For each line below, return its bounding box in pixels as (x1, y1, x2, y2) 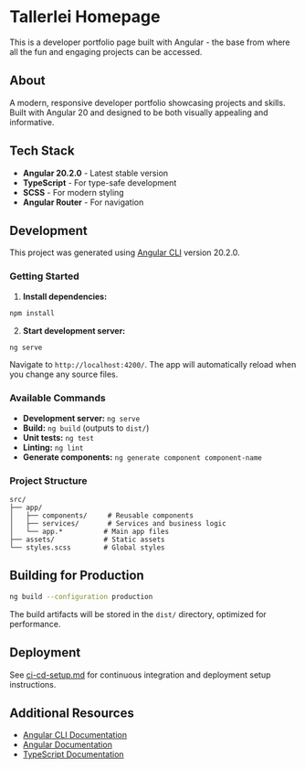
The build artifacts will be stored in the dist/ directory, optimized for (9, 608, 267, 619)
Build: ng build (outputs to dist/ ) (22, 422, 150, 433)
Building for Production (9, 568, 144, 583)
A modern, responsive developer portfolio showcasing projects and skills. (9, 97, 286, 108)
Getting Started (9, 270, 79, 283)
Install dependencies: (22, 291, 108, 302)
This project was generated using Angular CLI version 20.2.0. (9, 247, 240, 258)
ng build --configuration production (9, 592, 153, 601)
